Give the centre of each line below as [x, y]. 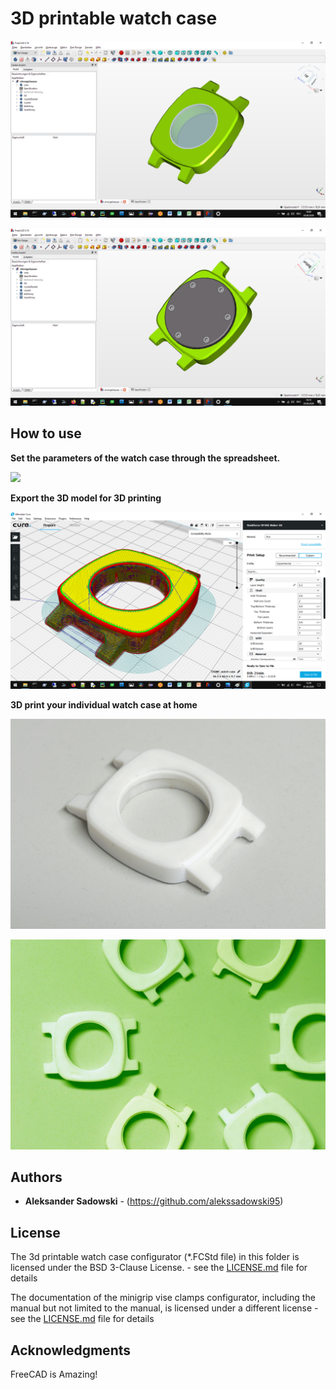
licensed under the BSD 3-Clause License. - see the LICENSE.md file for [159, 1268]
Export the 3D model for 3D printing [86, 498]
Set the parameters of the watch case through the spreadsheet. [145, 458]
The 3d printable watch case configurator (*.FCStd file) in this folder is [155, 1257]
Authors [36, 1177]
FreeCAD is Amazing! [54, 1374]
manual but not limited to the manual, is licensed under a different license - [164, 1308]
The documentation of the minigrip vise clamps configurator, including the [163, 1298]
